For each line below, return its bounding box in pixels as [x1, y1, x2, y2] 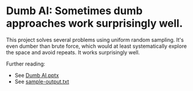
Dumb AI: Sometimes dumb [6, 4, 143, 18]
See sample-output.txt [14, 78, 69, 85]
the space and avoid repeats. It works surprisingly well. [6, 48, 140, 56]
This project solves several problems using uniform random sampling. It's [6, 36, 184, 43]
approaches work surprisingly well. [6, 17, 184, 30]
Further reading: [6, 60, 45, 67]
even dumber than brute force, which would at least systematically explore [6, 43, 187, 50]
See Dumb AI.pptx [14, 71, 59, 79]
